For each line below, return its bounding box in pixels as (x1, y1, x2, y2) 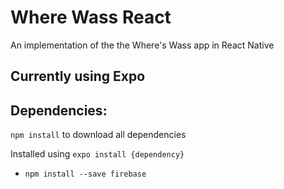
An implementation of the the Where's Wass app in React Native (10, 39, 275, 51)
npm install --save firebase (24, 169, 147, 180)
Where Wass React (10, 6, 172, 29)
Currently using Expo (10, 68, 146, 85)
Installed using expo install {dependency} (10, 148, 185, 160)
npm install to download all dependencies (10, 129, 187, 141)
